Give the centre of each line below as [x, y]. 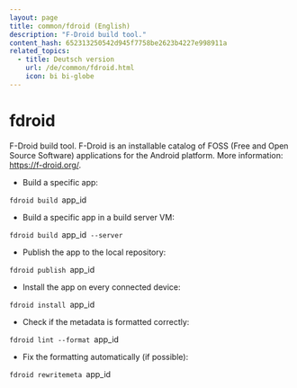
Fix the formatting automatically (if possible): [105, 356]
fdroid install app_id [52, 304]
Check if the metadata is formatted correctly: [106, 321]
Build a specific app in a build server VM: [99, 217]
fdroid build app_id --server [66, 234]
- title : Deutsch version [66, 59]
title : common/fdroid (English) [70, 26]
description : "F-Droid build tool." [78, 34]
